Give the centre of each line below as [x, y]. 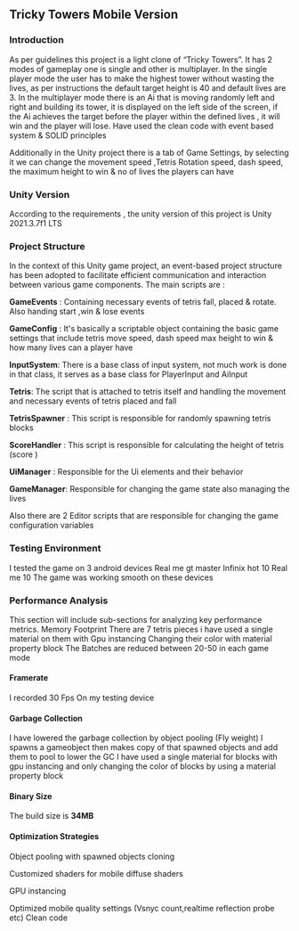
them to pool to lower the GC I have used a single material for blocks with [143, 757]
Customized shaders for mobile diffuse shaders [97, 873]
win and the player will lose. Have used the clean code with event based [141, 126]
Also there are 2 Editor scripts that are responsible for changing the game [144, 516]
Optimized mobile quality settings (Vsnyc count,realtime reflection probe [142, 908]
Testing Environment [55, 549]
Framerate [29, 678]
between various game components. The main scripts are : [117, 285]
